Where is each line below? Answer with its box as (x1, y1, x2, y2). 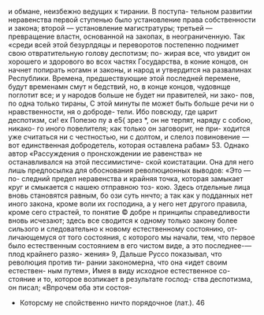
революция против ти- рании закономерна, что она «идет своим (8, 258, 228, 267)
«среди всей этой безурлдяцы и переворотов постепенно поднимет (8, 40, 240, 50)
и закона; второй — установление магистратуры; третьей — (8, 24, 213, 32)
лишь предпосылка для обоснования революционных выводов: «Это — (8, 165, 251, 175)
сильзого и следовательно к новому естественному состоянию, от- (8, 224, 238, 233)
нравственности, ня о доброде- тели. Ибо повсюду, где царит (8, 107, 218, 117)
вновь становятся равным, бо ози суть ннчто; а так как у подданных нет (8, 191, 253, 200)
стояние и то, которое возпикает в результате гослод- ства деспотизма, (8, 275, 253, 283)
